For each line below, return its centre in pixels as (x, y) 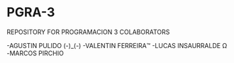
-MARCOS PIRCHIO (35, 53)
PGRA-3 (31, 12)
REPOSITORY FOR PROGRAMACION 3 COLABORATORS (88, 32)
